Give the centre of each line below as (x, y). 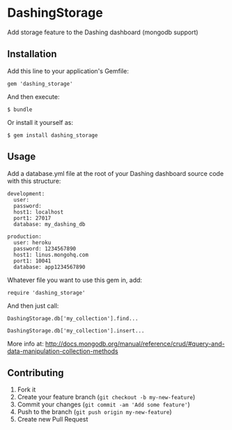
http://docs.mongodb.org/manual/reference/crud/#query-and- (135, 343)
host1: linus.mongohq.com (51, 255)
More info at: (25, 343)
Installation (32, 54)
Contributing (36, 372)
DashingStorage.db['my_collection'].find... (73, 318)
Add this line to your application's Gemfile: (68, 71)
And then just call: (33, 306)
